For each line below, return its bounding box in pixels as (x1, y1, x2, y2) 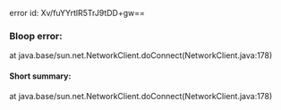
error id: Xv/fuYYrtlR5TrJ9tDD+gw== (9, 8, 146, 18)
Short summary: (9, 71, 72, 81)
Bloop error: (9, 30, 63, 42)
